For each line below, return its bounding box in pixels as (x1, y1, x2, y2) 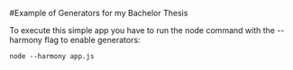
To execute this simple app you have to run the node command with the (9, 25, 275, 35)
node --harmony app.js (9, 52, 95, 61)
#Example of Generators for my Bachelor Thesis (9, 8, 188, 18)
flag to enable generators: (44, 35, 142, 45)
